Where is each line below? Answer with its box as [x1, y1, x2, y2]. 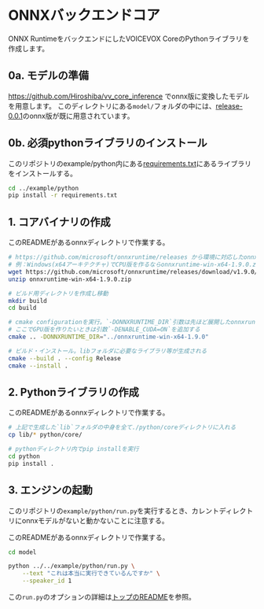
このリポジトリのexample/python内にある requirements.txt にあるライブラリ [8, 158, 251, 168]
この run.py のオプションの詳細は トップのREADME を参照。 [8, 592, 196, 601]
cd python [8, 452, 41, 460]
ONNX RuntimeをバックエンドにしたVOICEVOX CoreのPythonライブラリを [8, 34, 250, 43]
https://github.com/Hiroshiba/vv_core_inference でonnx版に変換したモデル [8, 91, 250, 101]
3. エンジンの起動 [8, 484, 93, 497]
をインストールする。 [8, 168, 77, 178]
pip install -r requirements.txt [8, 191, 118, 200]
